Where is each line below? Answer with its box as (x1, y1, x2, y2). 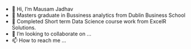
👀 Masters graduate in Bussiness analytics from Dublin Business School (11, 12, 186, 19)
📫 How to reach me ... (11, 37, 66, 44)
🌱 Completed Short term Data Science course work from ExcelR (11, 18, 166, 24)
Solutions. (11, 24, 36, 31)
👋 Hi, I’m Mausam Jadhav (11, 6, 73, 12)
